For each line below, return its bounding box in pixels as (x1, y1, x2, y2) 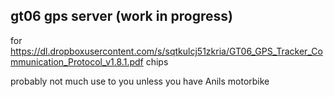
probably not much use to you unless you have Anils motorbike (10, 75, 270, 87)
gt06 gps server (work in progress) (10, 8, 233, 25)
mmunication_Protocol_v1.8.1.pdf (10, 55, 144, 68)
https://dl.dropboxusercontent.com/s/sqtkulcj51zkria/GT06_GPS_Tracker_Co (10, 45, 323, 57)
